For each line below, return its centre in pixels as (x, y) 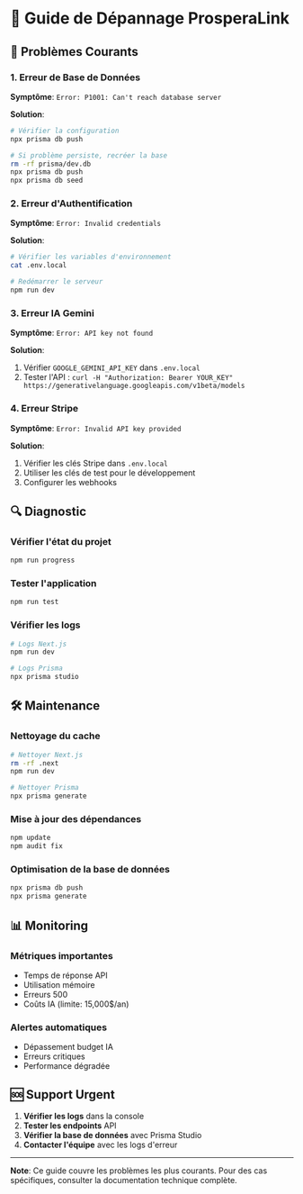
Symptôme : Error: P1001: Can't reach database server (116, 96)
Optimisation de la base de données (90, 870)
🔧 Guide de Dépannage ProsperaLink (150, 18)
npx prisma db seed (47, 181)
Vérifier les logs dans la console (84, 1116)
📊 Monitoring (49, 925)
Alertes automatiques (58, 1027)
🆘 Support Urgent (62, 1094)
